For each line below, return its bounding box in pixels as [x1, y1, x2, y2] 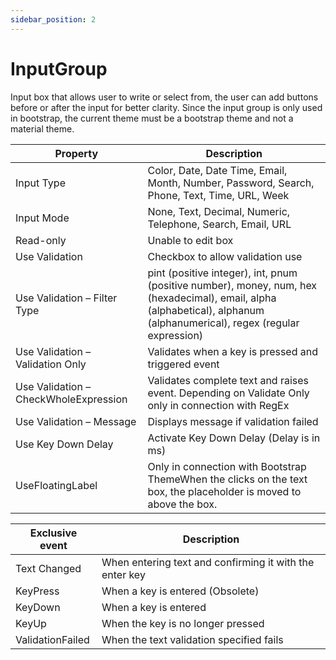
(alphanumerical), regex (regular [147, 316, 300, 330]
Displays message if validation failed [147, 414, 319, 428]
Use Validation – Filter [15, 291, 118, 305]
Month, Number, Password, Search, [147, 176, 315, 190]
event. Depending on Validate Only [147, 386, 310, 400]
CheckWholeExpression [15, 392, 128, 406]
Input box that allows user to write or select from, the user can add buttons [10, 91, 319, 103]
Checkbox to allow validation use [147, 249, 303, 263]
